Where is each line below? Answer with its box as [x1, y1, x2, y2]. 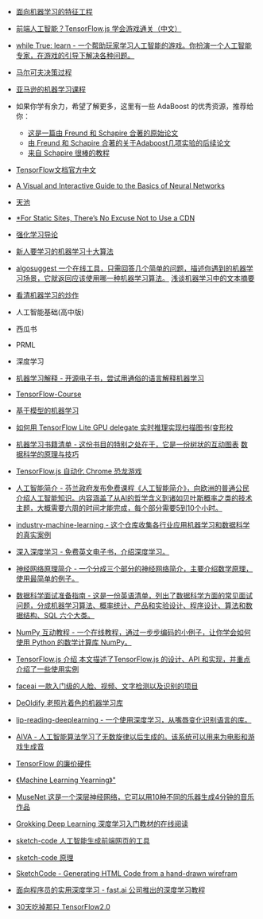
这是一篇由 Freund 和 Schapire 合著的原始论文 [27, 128, 179, 138]
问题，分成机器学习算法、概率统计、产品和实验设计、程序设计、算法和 [15, 601, 246, 610]
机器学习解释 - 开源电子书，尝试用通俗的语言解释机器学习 [15, 373, 205, 383]
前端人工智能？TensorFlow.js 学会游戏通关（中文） [15, 24, 182, 33]
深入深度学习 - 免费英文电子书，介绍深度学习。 [15, 547, 170, 556]
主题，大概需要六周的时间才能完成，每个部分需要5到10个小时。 [15, 504, 222, 512]
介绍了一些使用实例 [15, 664, 79, 674]
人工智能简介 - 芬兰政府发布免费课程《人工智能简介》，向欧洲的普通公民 [15, 484, 250, 493]
